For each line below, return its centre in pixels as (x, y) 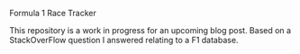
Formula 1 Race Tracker (53, 13)
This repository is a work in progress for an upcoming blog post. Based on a (150, 30)
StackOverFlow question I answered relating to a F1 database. (124, 40)
